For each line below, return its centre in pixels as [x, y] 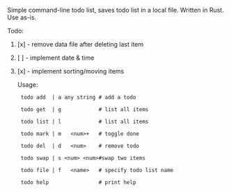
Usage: [27, 85]
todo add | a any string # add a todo [78, 97]
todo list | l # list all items [85, 121]
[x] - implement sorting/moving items [71, 71]
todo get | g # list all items [85, 110]
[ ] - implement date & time [56, 58]
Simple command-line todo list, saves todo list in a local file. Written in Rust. [115, 10]
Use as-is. [22, 17]
